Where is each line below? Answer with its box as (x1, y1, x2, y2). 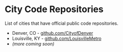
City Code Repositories (5, 4, 104, 15)
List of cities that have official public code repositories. (5, 20, 118, 26)
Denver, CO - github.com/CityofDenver (12, 30, 93, 36)
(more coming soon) (12, 40, 55, 46)
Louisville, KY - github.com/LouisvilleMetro (12, 35, 102, 41)
